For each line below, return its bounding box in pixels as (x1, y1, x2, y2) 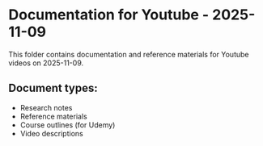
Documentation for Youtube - (8, 6, 210, 24)
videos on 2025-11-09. (8, 58, 83, 68)
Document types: (8, 81, 99, 95)
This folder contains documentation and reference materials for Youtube (8, 49, 249, 59)
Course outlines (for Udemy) (19, 119, 116, 130)
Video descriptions (19, 128, 83, 138)
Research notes (19, 102, 73, 112)
